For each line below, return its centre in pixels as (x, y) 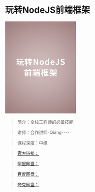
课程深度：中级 (32, 142)
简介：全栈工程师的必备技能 (45, 122)
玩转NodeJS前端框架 (47, 10)
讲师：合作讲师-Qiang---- (43, 132)
